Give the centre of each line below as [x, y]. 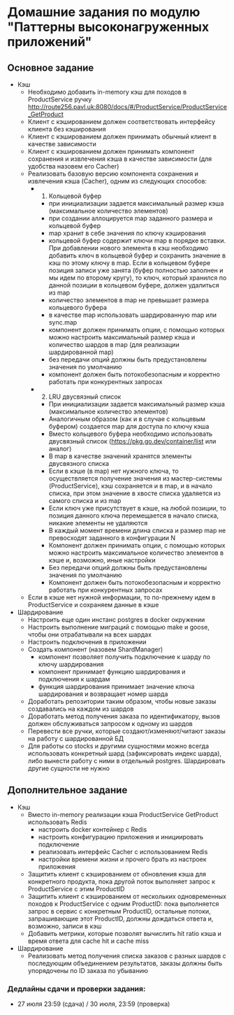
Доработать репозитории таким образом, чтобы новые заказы [122, 701]
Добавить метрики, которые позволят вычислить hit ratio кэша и [125, 933]
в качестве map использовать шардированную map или [133, 315]
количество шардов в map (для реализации [114, 345]
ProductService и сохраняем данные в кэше [93, 605]
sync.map [63, 322]
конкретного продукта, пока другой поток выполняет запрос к [121, 881]
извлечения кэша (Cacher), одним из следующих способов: [117, 181]
